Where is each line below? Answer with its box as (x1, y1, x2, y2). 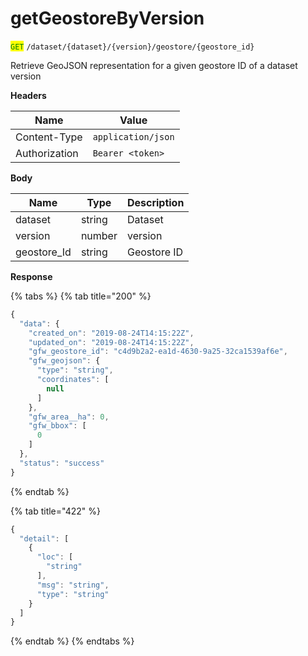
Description (126, 195, 185, 209)
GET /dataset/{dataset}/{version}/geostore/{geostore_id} (10, 42, 255, 52)
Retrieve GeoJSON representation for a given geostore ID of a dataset (10, 59, 298, 71)
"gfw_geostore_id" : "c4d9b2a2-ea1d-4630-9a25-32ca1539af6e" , (28, 347, 288, 357)
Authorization (15, 146, 79, 160)
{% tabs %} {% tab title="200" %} (10, 290, 152, 302)
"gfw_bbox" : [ (28, 421, 87, 431)
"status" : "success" (19, 458, 105, 468)
